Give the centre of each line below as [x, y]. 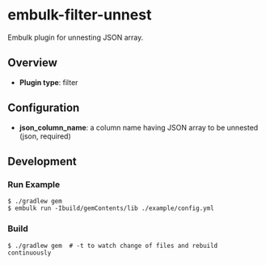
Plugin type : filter [49, 82]
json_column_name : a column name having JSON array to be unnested [139, 127]
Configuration [44, 108]
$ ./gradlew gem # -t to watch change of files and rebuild [113, 246]
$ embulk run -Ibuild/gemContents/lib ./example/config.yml [111, 208]
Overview [33, 63]
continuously [30, 253]
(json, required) [45, 136]
